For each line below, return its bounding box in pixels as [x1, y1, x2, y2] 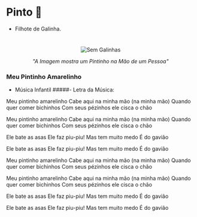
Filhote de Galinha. [14, 25, 62, 32]
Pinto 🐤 [6, 5, 43, 19]
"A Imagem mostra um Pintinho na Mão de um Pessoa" [32, 58, 169, 65]
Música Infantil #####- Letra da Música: [14, 86, 115, 93]
